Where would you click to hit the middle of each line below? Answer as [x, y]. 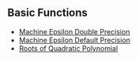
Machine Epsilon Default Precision [75, 40]
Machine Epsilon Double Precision [74, 31]
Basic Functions [48, 13]
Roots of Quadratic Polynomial [68, 48]
